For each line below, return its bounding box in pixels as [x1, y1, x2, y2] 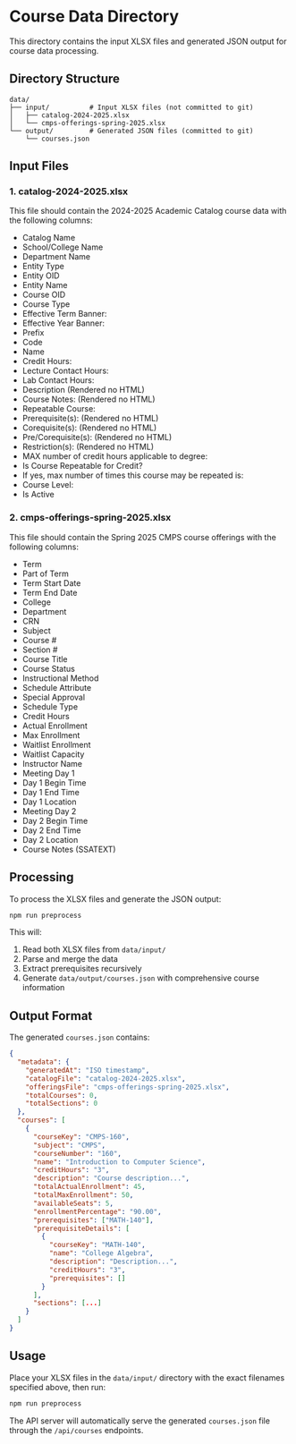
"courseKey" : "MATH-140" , [48, 1241, 146, 1250]
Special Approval [21, 692, 86, 702]
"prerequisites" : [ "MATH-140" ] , [32, 1215, 154, 1225]
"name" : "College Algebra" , [48, 1249, 154, 1258]
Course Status [21, 663, 76, 674]
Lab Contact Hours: [21, 375, 95, 386]
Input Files [9, 158, 69, 174]
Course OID [21, 289, 66, 301]
